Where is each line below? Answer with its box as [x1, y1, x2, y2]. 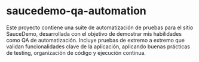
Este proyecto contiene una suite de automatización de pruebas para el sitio [6, 24, 194, 31]
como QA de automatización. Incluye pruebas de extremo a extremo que [6, 36, 185, 44]
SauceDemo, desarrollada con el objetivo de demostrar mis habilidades [6, 30, 182, 37]
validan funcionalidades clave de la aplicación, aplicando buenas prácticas [6, 43, 190, 50]
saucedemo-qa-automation [6, 4, 146, 18]
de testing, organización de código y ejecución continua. [6, 49, 146, 56]
